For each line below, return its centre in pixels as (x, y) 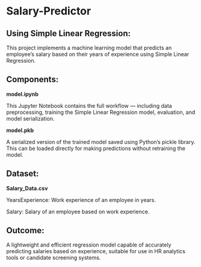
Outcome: (25, 231)
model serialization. (30, 118)
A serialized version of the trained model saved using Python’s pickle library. (101, 142)
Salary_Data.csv (27, 188)
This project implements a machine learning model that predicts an (89, 48)
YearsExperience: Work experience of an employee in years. (81, 199)
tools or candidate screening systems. (54, 258)
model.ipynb (23, 94)
